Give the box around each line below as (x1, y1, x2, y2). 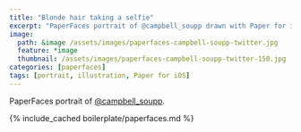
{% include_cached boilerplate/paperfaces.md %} (9, 112, 194, 123)
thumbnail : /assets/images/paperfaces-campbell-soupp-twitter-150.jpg (17, 54, 287, 63)
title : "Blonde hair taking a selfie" (9, 12, 154, 22)
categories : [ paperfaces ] (9, 63, 106, 72)
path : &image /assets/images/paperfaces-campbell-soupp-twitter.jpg (17, 37, 279, 47)
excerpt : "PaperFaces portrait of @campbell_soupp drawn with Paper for (9, 21, 287, 30)
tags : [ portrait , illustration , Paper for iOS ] (9, 71, 191, 80)
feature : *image (17, 46, 78, 55)
